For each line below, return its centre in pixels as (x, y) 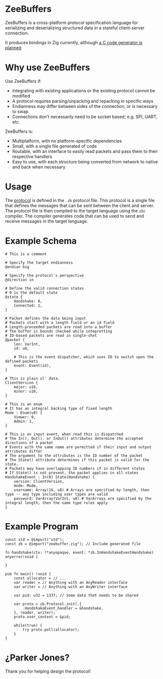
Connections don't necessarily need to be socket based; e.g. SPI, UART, (85, 117)
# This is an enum (24, 404)
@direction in (20, 280)
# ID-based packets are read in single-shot (51, 335)
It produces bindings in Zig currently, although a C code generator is (74, 42)
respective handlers (32, 156)
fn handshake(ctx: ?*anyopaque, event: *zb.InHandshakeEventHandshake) (79, 553)
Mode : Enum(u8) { (24, 413)
